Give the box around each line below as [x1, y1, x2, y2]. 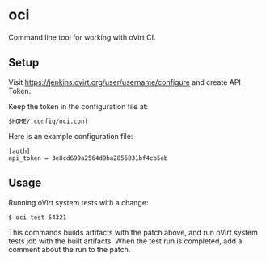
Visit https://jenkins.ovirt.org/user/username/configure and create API [8, 77, 241, 87]
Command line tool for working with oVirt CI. [8, 32, 156, 42]
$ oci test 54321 [8, 213, 67, 222]
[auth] [8, 147, 31, 155]
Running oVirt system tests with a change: [8, 197, 149, 207]
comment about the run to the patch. [8, 244, 131, 254]
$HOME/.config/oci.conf [8, 117, 89, 125]
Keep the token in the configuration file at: [8, 101, 149, 111]
